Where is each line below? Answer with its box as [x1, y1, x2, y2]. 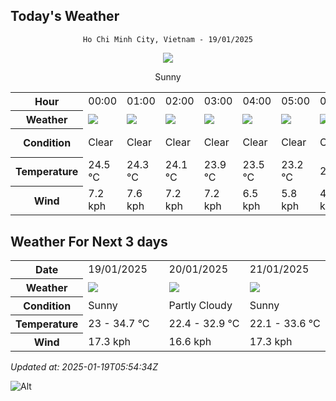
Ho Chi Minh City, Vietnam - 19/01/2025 [82, 34, 254, 44]
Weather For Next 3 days [10, 233, 168, 250]
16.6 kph [168, 334, 212, 348]
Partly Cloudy [168, 299, 233, 313]
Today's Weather [10, 8, 120, 25]
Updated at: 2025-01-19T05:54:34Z [10, 361, 158, 373]
